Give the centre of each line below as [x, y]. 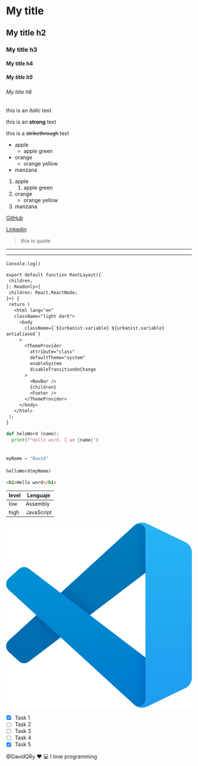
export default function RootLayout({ [54, 275]
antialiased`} [24, 334]
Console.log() [24, 264]
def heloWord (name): [33, 434]
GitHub [15, 218]
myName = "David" [27, 459]
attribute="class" [52, 352]
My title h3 [22, 50]
